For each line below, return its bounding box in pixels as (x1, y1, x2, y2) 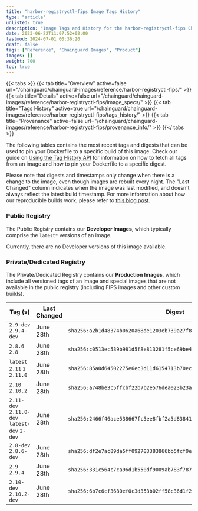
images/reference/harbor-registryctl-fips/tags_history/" (6, 111, 141, 118)
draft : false (6, 42, 38, 48)
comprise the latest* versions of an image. (6, 231, 112, 238)
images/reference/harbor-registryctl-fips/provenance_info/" (6, 124, 152, 131)
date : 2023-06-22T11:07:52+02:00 (6, 31, 88, 37)
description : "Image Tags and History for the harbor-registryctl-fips (6, 25, 186, 31)
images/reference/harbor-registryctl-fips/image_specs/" (6, 99, 143, 106)
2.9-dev (9, 321, 31, 328)
